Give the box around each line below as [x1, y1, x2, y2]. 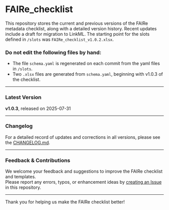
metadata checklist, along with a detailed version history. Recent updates [5, 25, 157, 31]
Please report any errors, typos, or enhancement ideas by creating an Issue [5, 179, 162, 185]
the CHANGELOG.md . [5, 139, 50, 145]
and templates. [5, 174, 36, 180]
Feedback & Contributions [5, 156, 70, 164]
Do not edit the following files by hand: [5, 49, 102, 56]
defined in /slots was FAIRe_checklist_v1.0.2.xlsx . [5, 36, 114, 42]
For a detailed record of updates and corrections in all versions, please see [5, 134, 160, 140]
